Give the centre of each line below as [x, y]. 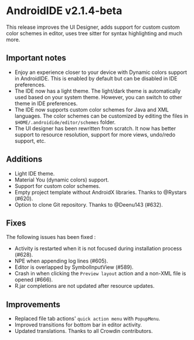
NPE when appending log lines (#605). [61, 261]
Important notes [36, 58]
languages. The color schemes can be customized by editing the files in [101, 116]
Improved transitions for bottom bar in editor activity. [78, 325]
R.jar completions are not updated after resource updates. [84, 286]
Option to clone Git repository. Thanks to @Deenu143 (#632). [89, 204]
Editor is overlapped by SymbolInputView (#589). [74, 267]
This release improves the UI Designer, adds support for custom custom [93, 27]
